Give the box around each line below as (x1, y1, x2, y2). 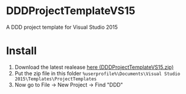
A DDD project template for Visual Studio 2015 (6, 23, 118, 31)
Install (6, 44, 37, 58)
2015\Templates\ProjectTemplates (14, 76, 97, 82)
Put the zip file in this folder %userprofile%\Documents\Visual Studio (14, 69, 181, 77)
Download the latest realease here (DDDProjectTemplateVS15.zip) (14, 63, 174, 70)
